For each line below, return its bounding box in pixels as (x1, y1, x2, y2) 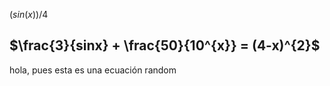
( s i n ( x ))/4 (9, 9, 49, 20)
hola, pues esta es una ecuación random (9, 64, 177, 76)
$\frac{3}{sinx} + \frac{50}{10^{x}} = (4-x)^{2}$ (9, 37, 321, 54)
